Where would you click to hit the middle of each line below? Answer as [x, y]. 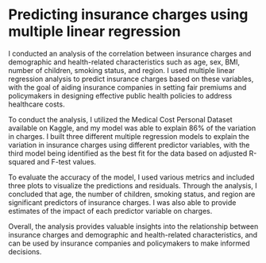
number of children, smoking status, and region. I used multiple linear [122, 70]
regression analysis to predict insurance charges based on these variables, [131, 79]
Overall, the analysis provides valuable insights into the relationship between [133, 226]
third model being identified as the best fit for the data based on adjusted [128, 153]
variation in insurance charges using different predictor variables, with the [129, 145]
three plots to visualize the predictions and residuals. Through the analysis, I [133, 185]
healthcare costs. [37, 104]
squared [22, 161]
